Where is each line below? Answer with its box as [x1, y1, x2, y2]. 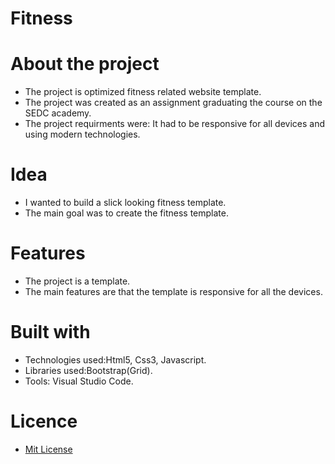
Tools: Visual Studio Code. [24, 375, 134, 387]
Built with [10, 321, 91, 344]
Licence [10, 410, 78, 433]
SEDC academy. [24, 107, 92, 119]
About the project [10, 53, 160, 76]
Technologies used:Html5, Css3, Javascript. [24, 353, 207, 366]
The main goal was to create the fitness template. [24, 207, 229, 219]
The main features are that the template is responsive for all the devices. [24, 286, 323, 297]
